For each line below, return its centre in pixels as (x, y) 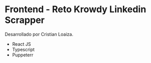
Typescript (23, 49)
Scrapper (25, 20)
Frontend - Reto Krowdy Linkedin (75, 9)
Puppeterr (23, 55)
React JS (22, 44)
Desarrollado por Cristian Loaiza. (39, 34)
